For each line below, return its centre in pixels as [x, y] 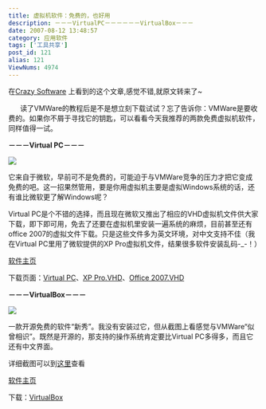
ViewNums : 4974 [33, 68]
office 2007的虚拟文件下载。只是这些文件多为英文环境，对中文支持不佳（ [128, 234]
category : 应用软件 [38, 38]
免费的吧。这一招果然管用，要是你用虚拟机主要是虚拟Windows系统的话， [128, 187]
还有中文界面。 [33, 346]
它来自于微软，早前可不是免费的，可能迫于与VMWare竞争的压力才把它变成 [131, 177]
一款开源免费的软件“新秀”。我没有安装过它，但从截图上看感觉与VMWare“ [128, 326]
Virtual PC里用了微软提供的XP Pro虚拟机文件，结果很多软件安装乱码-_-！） [138, 243]
